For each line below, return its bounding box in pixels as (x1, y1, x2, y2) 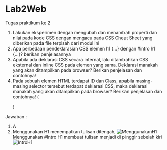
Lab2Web (5, 3, 47, 15)
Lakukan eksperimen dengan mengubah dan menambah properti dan (12, 29, 157, 35)
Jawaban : (5, 113, 27, 119)
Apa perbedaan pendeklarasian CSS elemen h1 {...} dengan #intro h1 (12, 45, 155, 52)
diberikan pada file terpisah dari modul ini (12, 40, 100, 46)
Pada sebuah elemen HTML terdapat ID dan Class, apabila (12, 78, 135, 84)
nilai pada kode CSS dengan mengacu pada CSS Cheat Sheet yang (12, 35, 153, 41)
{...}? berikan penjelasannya (12, 51, 71, 57)
